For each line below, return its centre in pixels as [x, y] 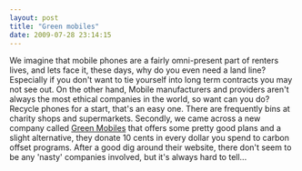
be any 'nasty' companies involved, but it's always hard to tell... [128, 157]
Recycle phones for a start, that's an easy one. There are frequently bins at [150, 109]
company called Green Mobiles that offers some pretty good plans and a [146, 128]
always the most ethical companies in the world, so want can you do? [140, 99]
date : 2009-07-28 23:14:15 [60, 35]
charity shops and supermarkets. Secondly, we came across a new [135, 118]
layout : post [34, 18]
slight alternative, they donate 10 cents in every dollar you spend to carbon [149, 138]
